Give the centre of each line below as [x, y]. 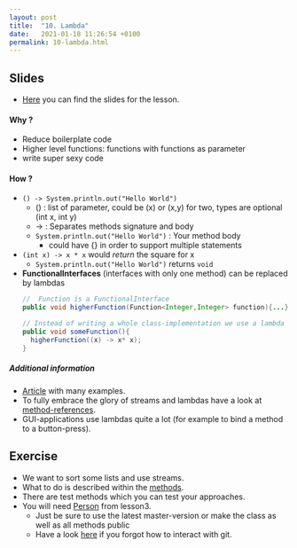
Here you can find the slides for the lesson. [101, 99]
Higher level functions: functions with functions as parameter [134, 149]
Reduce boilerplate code [67, 139]
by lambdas [43, 283]
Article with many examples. [74, 390]
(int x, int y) [56, 217]
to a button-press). [56, 428]
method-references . [59, 410]
